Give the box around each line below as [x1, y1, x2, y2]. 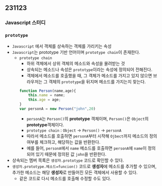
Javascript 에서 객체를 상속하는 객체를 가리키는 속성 [12, 43, 112, 49]
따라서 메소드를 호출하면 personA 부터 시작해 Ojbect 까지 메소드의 [26, 133, 148, 139]
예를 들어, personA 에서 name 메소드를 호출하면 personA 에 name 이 [26, 145, 147, 151]
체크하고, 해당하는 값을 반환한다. [39, 139, 101, 145]
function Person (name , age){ [19, 88, 76, 93]
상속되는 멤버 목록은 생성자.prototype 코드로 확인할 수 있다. [12, 157, 124, 163]
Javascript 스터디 [5, 19, 46, 26]
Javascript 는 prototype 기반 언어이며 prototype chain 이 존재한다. [12, 49, 141, 55]
